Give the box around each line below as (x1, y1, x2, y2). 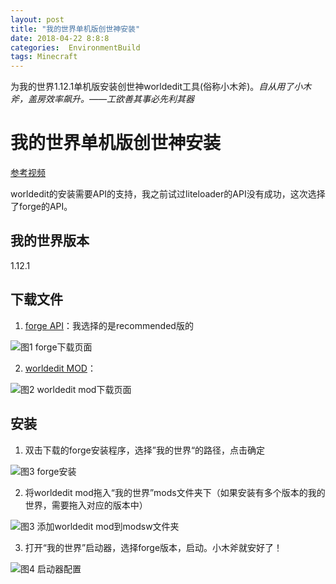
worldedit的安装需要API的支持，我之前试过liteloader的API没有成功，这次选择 (10, 188, 326, 200)
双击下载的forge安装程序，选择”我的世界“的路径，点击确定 (24, 444, 266, 456)
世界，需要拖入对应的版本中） (24, 499, 148, 511)
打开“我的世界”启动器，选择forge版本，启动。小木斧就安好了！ (24, 541, 283, 553)
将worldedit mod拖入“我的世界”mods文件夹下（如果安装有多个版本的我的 (24, 486, 326, 498)
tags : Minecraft (10, 52, 78, 62)
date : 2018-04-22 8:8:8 (10, 33, 110, 43)
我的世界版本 (10, 232, 90, 250)
